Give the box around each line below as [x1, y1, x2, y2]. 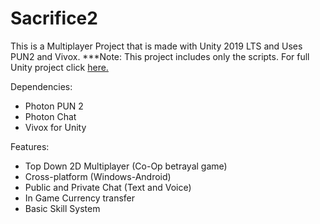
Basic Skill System [24, 202, 101, 214]
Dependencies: [10, 80, 73, 92]
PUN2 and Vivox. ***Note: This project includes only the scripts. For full [10, 50, 310, 62]
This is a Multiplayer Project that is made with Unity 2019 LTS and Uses [10, 40, 303, 52]
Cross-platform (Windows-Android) [24, 170, 172, 182]
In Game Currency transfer [24, 192, 136, 204]
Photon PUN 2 [24, 100, 84, 112]
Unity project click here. [10, 61, 109, 73]
